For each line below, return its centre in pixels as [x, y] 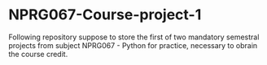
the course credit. [38, 54]
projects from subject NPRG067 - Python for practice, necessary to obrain [133, 45]
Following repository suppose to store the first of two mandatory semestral [134, 37]
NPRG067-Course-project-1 [105, 15]
